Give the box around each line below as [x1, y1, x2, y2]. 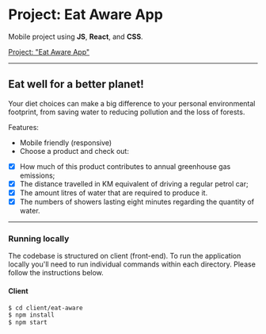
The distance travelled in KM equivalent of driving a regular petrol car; [19, 179, 249, 188]
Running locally [8, 232, 70, 244]
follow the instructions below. [8, 268, 104, 278]
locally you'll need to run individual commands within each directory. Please [8, 259, 256, 269]
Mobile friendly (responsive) [19, 137, 112, 148]
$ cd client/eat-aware [8, 304, 83, 312]
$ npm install [8, 311, 55, 319]
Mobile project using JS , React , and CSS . [8, 32, 144, 41]
